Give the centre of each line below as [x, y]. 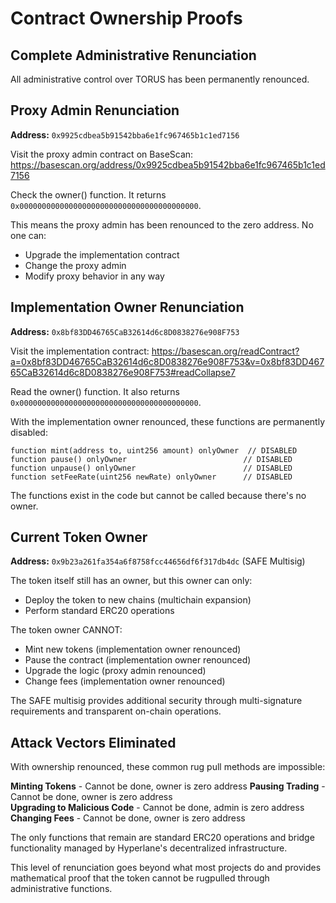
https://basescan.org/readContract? [225, 351]
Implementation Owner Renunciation [127, 307]
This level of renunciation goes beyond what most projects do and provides [166, 868]
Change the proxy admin [75, 265]
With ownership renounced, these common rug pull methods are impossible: [168, 767]
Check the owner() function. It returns [88, 194]
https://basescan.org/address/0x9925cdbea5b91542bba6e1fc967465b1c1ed [168, 164]
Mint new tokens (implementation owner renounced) [133, 649]
